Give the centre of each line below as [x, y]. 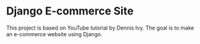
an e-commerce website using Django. [54, 34]
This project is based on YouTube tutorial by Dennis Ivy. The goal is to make [100, 28]
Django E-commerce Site [70, 11]
